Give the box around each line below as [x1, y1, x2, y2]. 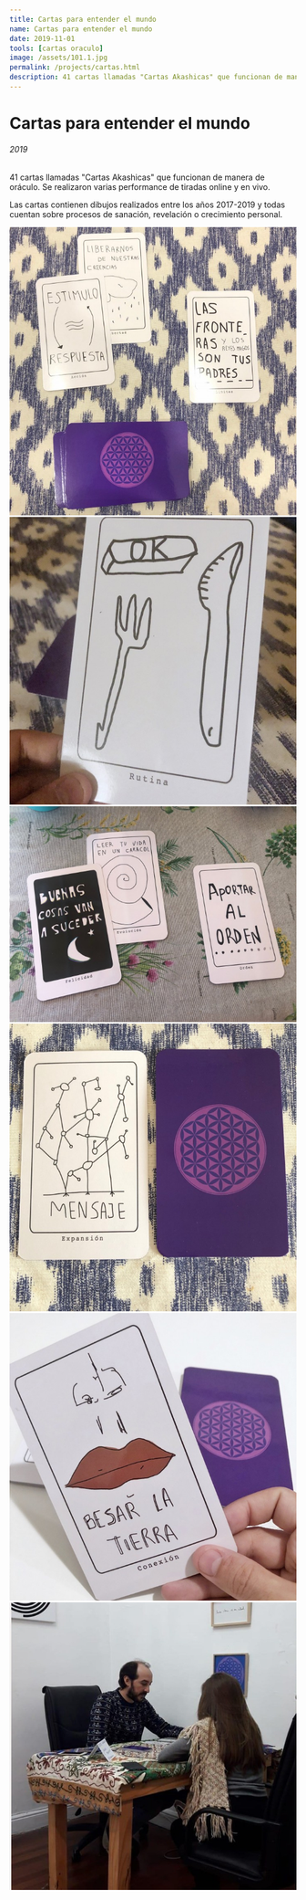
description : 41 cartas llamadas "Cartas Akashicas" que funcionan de [9, 73, 283, 82]
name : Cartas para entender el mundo [9, 24, 153, 34]
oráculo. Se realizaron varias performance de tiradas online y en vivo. [9, 182, 270, 193]
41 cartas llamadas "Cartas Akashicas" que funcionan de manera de [9, 172, 266, 183]
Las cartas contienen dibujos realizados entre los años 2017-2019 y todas [9, 199, 285, 210]
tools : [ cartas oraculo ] [9, 44, 104, 53]
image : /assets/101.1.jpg [9, 53, 107, 63]
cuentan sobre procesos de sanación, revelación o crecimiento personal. [9, 209, 283, 220]
